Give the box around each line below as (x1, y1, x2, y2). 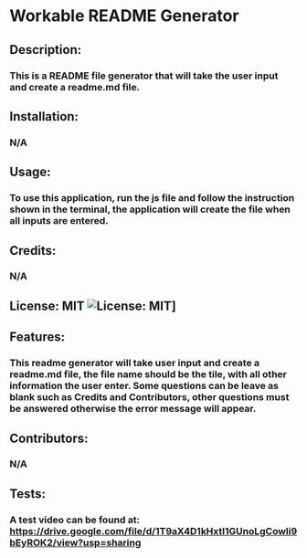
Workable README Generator (9, 5, 239, 26)
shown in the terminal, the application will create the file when (9, 203, 291, 216)
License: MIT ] (9, 298, 176, 313)
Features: (9, 330, 66, 345)
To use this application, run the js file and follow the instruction (9, 192, 295, 205)
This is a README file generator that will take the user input (9, 69, 279, 82)
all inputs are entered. (9, 215, 109, 227)
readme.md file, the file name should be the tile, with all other (9, 368, 288, 381)
